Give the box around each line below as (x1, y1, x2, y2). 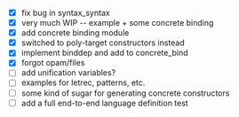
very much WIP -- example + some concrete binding (20, 18, 214, 28)
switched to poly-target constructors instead (20, 37, 186, 48)
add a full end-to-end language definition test (20, 97, 188, 108)
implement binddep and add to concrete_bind (20, 48, 188, 58)
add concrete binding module (20, 27, 130, 38)
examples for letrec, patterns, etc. (20, 77, 146, 88)
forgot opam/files (20, 58, 85, 68)
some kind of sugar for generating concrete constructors (20, 88, 230, 98)
